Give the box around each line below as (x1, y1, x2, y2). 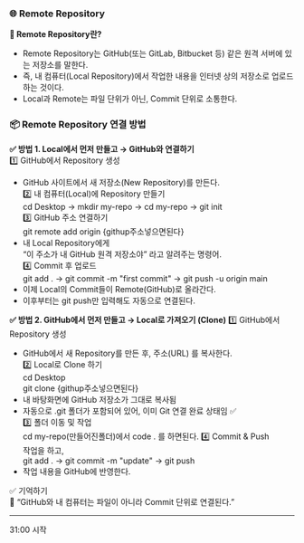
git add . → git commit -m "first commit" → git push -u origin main (22, 272, 269, 283)
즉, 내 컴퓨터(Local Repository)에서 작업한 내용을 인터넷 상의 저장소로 (22, 71, 270, 81)
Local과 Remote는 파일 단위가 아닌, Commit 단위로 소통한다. (22, 93, 238, 104)
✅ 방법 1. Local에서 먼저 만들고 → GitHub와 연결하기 (9, 143, 195, 154)
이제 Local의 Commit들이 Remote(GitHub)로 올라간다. (22, 283, 217, 294)
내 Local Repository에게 (22, 237, 110, 248)
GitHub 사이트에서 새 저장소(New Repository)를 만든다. (22, 176, 220, 187)
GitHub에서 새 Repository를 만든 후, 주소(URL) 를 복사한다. (22, 348, 233, 358)
